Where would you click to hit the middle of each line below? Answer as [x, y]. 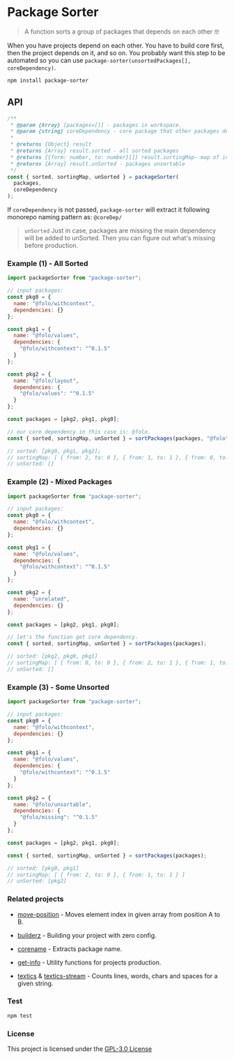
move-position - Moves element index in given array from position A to [119, 914]
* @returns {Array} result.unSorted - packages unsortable [98, 164]
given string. [35, 983]
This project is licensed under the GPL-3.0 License [80, 1049]
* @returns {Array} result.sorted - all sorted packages [94, 151]
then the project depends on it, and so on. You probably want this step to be [116, 52]
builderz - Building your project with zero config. [87, 935]
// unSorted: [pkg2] [37, 881]
